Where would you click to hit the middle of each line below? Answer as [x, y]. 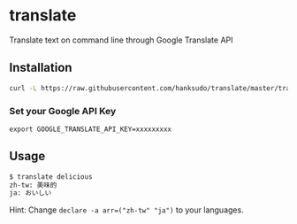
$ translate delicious [51, 177]
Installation [41, 68]
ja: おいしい [30, 193]
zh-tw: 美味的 [33, 185]
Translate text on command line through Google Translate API [121, 40]
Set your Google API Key [63, 111]
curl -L [23, 88]
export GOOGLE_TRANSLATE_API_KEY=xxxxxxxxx [91, 129]
